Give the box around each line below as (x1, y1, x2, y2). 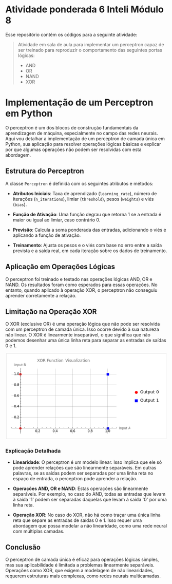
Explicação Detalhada (5, 447, 61, 455)
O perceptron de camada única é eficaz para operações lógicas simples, (5, 556, 159, 563)
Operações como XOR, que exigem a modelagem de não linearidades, (5, 568, 154, 574)
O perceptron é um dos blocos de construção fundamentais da (5, 124, 139, 130)
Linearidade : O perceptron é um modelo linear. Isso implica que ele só (12, 459, 162, 465)
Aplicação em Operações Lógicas (5, 262, 116, 271)
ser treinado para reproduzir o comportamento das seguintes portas (17, 47, 163, 53)
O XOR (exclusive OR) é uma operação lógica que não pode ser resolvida (5, 321, 160, 327)
